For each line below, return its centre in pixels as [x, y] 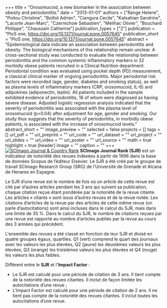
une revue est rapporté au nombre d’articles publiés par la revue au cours [81, 219]
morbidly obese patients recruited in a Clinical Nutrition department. [75, 65]
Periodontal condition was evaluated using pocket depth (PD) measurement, [83, 71]
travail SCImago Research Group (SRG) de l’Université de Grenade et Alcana [83, 166]
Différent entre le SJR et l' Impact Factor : [48, 265]
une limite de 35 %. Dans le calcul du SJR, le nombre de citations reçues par [84, 213]
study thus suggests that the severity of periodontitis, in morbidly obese [79, 119]
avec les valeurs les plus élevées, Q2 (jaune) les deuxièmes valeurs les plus [83, 244]
